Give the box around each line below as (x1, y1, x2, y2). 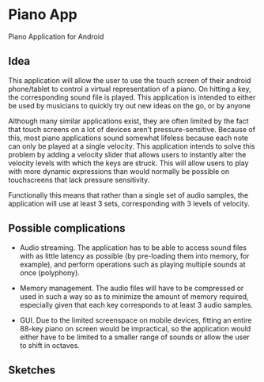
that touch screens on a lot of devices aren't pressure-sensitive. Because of (8, 124, 255, 134)
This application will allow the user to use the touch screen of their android (8, 75, 251, 85)
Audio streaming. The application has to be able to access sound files (19, 243, 247, 252)
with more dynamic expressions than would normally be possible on (8, 166, 230, 176)
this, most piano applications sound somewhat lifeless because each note (8, 133, 249, 142)
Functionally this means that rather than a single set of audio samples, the (8, 190, 249, 199)
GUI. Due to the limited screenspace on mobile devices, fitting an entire (19, 315, 252, 325)
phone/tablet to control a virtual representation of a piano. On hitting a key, (8, 84, 251, 93)
